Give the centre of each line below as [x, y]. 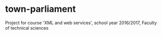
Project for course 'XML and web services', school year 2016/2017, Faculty [81, 23]
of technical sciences [27, 28]
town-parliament [40, 9]
